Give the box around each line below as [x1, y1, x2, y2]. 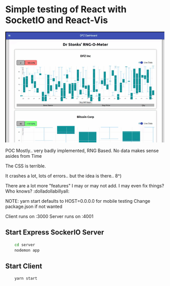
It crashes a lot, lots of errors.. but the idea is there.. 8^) [5, 173, 122, 179]
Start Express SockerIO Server [5, 228, 104, 237]
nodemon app [14, 248, 40, 253]
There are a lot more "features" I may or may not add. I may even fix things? [5, 182, 164, 188]
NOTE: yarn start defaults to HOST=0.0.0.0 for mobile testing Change [5, 198, 151, 204]
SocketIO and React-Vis [5, 14, 108, 26]
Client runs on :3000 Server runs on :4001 [5, 213, 94, 219]
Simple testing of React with [5, 4, 127, 15]
